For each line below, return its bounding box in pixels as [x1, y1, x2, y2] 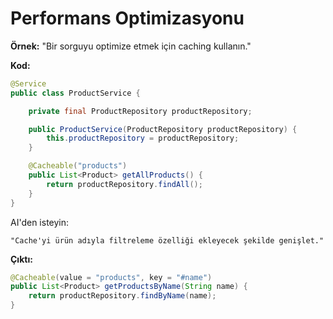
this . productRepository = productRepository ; [46, 133, 240, 144]
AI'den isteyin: [10, 216, 70, 228]
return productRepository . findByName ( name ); [28, 291, 217, 301]
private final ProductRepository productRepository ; [28, 106, 253, 116]
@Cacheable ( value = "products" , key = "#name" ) [10, 272, 213, 282]
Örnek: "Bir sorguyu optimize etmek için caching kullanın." [10, 40, 252, 52]
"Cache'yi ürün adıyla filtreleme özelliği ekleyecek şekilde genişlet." [10, 235, 325, 246]
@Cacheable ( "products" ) [28, 161, 128, 171]
